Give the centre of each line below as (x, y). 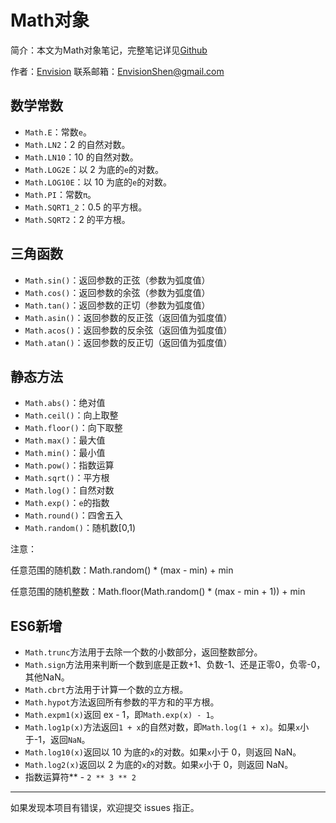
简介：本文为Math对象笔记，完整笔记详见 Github (109, 50)
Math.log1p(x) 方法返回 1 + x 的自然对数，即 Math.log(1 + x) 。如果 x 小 (167, 727)
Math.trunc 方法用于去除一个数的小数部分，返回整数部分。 (143, 652)
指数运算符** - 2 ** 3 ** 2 (80, 777)
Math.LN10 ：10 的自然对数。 (81, 157)
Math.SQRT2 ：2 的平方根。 (77, 219)
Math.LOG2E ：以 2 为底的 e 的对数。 (94, 169)
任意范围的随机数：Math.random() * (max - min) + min (122, 570)
